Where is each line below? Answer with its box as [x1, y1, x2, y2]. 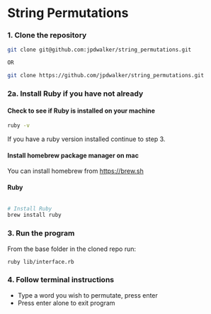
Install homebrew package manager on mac [7, 151, 139, 159]
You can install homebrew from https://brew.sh [7, 167, 144, 175]
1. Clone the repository [7, 30, 87, 40]
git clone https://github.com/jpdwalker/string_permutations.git [7, 72, 204, 79]
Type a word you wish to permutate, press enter [17, 291, 158, 299]
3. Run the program [7, 228, 75, 238]
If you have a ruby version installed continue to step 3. [7, 135, 166, 143]
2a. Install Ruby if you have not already [7, 89, 144, 99]
